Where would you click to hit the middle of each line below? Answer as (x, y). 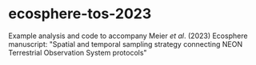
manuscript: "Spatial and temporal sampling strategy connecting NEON (125, 44)
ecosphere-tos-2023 (80, 14)
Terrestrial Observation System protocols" (78, 52)
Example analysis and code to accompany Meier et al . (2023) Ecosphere (128, 36)
